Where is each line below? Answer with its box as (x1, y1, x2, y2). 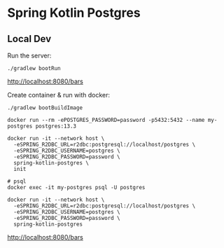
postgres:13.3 (35, 123, 77, 130)
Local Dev (7, 33, 52, 45)
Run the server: (7, 51, 52, 60)
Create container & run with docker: (7, 91, 111, 99)
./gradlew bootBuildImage (7, 104, 83, 111)
